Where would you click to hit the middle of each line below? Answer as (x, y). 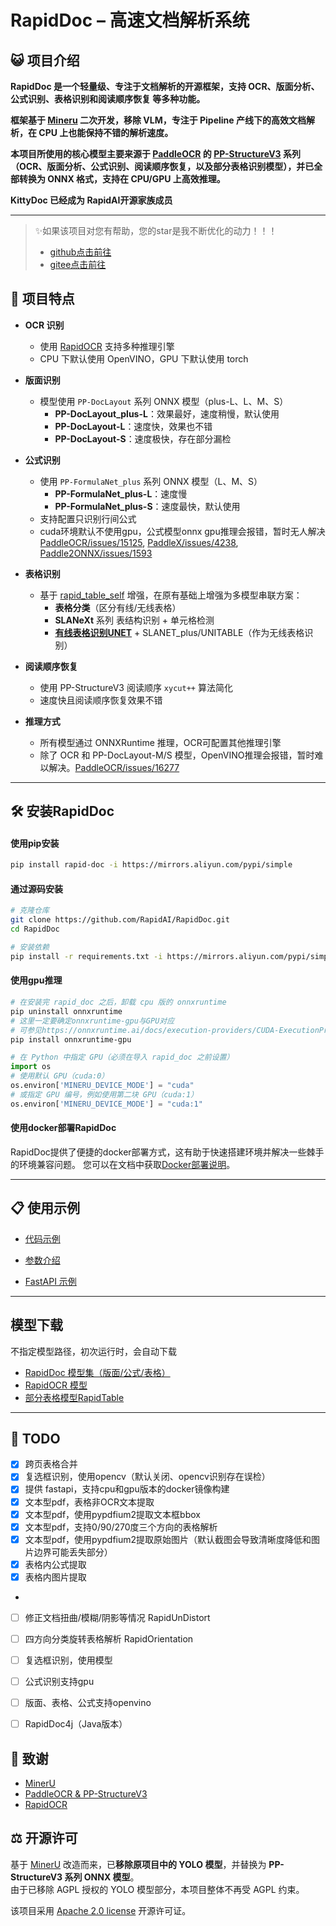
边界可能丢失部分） (73, 1552)
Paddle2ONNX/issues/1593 (96, 553)
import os (31, 1067)
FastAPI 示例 (50, 1281)
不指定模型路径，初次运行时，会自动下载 (93, 1351)
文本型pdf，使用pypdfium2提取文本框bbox (112, 1514)
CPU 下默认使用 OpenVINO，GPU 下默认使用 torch (144, 358)
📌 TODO (35, 1438)
